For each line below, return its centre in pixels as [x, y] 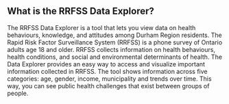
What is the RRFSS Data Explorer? [81, 11]
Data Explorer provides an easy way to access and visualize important [106, 64]
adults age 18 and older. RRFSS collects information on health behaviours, [111, 49]
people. [18, 93]
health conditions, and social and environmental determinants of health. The [115, 57]
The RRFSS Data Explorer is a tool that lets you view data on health [101, 27]
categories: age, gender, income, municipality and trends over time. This [109, 79]
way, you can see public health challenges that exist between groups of [108, 86]
